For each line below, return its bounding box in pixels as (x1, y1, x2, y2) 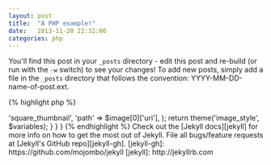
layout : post (8, 11, 53, 20)
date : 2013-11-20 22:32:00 (8, 27, 107, 35)
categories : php (8, 34, 63, 43)
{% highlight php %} (8, 97, 77, 107)
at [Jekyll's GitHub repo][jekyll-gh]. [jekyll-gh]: (8, 138, 165, 149)
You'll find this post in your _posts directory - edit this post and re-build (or (8, 56, 257, 66)
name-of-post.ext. (8, 82, 70, 92)
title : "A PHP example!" (8, 19, 95, 27)
